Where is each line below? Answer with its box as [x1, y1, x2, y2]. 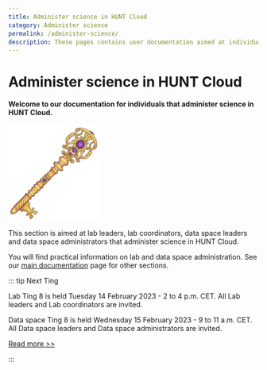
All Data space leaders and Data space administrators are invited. [8, 324, 222, 333]
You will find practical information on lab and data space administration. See [8, 252, 257, 262]
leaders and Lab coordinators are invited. [8, 300, 143, 310]
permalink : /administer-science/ [8, 29, 119, 37]
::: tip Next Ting [8, 276, 59, 286]
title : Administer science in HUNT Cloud [8, 13, 148, 21]
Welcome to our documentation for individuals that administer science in [8, 99, 254, 109]
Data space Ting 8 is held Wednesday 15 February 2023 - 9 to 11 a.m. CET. [8, 315, 253, 325]
